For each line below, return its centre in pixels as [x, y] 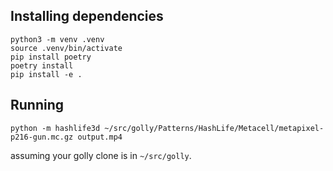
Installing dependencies [87, 16]
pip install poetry [51, 57]
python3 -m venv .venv [57, 39]
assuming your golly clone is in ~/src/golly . [101, 155]
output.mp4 [100, 137]
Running [37, 105]
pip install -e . [46, 74]
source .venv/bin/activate [66, 48]
